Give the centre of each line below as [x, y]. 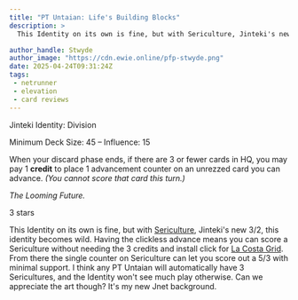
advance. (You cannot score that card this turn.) [98, 178]
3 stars [22, 212]
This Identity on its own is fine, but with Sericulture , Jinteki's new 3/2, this [144, 229]
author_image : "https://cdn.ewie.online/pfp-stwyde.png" [117, 59]
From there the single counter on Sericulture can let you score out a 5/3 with [149, 257]
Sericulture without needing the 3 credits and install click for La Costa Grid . [146, 249]
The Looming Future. [47, 195]
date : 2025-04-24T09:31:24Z [61, 67]
